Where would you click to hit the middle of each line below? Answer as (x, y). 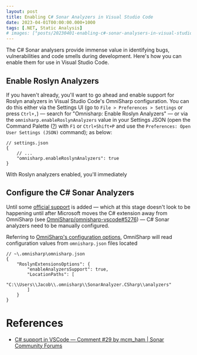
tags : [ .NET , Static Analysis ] (44, 28)
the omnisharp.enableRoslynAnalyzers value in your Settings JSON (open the (98, 120)
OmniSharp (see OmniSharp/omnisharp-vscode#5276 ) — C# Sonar (88, 219)
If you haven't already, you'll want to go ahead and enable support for (90, 95)
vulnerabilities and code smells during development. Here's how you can (94, 56)
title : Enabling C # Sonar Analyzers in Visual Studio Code (80, 17)
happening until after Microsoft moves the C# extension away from (87, 213)
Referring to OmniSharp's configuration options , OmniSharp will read (89, 237)
